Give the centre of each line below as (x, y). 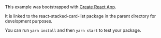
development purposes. (29, 21)
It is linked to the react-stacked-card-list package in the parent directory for (80, 16)
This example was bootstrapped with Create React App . (61, 7)
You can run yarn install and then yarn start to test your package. (73, 30)
